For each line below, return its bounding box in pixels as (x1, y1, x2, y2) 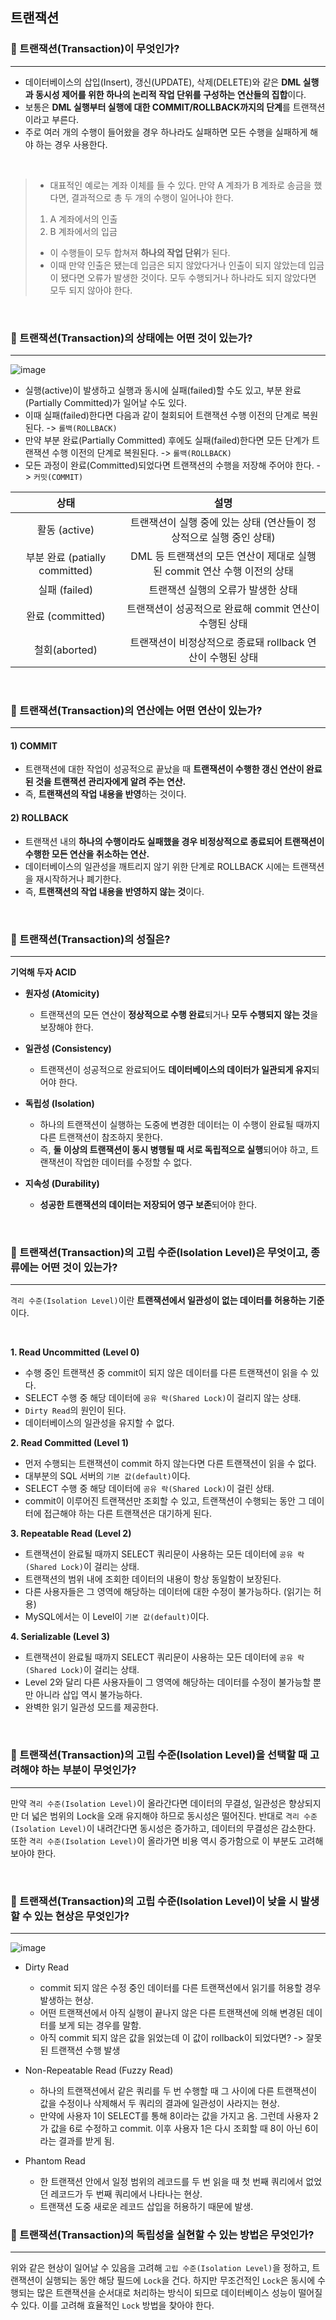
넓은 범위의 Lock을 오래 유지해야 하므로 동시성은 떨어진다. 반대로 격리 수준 (31, 1809, 318, 1822)
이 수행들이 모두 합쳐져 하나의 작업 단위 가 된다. (49, 246, 231, 258)
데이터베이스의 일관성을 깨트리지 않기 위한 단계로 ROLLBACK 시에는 (24, 860, 290, 872)
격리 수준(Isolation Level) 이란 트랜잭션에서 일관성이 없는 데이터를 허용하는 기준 (10, 1294, 325, 1307)
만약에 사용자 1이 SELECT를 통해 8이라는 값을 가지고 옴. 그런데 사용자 (39, 2109, 312, 2122)
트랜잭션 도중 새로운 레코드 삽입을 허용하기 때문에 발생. (39, 2200, 254, 2212)
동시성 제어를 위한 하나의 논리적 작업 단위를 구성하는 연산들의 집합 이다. (34, 88, 307, 100)
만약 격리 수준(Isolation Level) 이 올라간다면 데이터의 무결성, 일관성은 (10, 1797, 287, 1809)
